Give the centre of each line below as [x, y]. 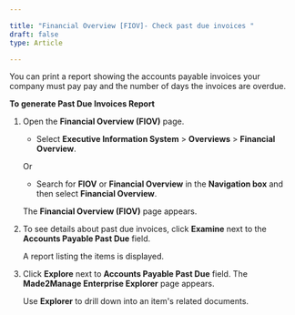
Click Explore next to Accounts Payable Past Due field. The [135, 274]
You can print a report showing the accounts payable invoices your [135, 76]
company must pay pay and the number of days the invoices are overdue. [148, 86]
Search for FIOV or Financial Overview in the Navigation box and [160, 184]
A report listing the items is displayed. [93, 257]
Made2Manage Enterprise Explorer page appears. [118, 284]
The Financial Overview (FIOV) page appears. [110, 211]
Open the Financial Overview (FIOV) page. [103, 122]
